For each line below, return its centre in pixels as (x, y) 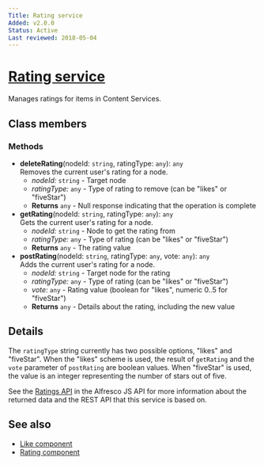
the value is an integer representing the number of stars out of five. (117, 375)
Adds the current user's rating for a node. (87, 264)
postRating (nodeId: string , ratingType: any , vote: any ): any (115, 256)
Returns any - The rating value (81, 247)
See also (30, 425)
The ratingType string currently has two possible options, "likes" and (120, 350)
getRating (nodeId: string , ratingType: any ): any (96, 214)
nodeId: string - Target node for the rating (101, 273)
